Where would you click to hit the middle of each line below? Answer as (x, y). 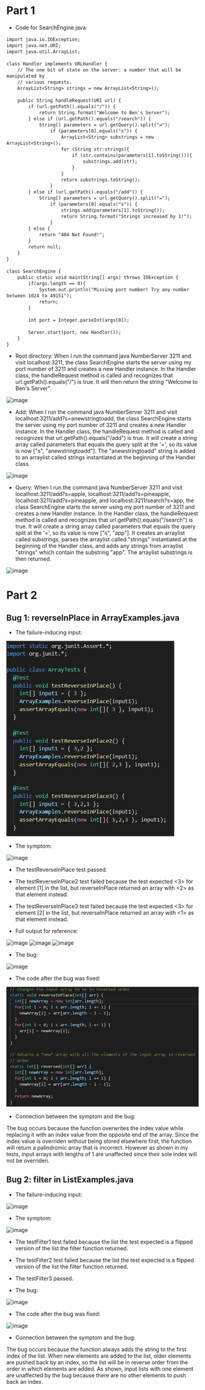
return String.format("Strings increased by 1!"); (126, 216)
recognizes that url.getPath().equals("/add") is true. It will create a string (106, 438)
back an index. (25, 1381)
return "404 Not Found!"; (72, 235)
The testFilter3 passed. (44, 1278)
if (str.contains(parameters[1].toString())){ (132, 155)
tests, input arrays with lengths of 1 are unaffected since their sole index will (102, 1154)
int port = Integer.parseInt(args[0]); (79, 320)
